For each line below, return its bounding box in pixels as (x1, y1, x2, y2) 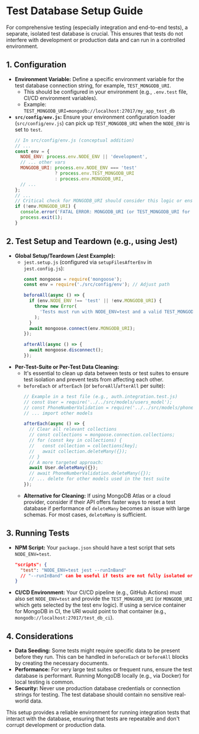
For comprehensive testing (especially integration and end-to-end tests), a (6, 24, 188, 31)
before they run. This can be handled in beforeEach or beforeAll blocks (14, 653, 188, 661)
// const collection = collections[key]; (28, 443, 138, 448)
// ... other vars (20, 159, 66, 165)
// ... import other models (23, 410, 93, 416)
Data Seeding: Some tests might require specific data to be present (14, 647, 180, 654)
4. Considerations (6, 631, 74, 641)
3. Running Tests (6, 528, 70, 539)
